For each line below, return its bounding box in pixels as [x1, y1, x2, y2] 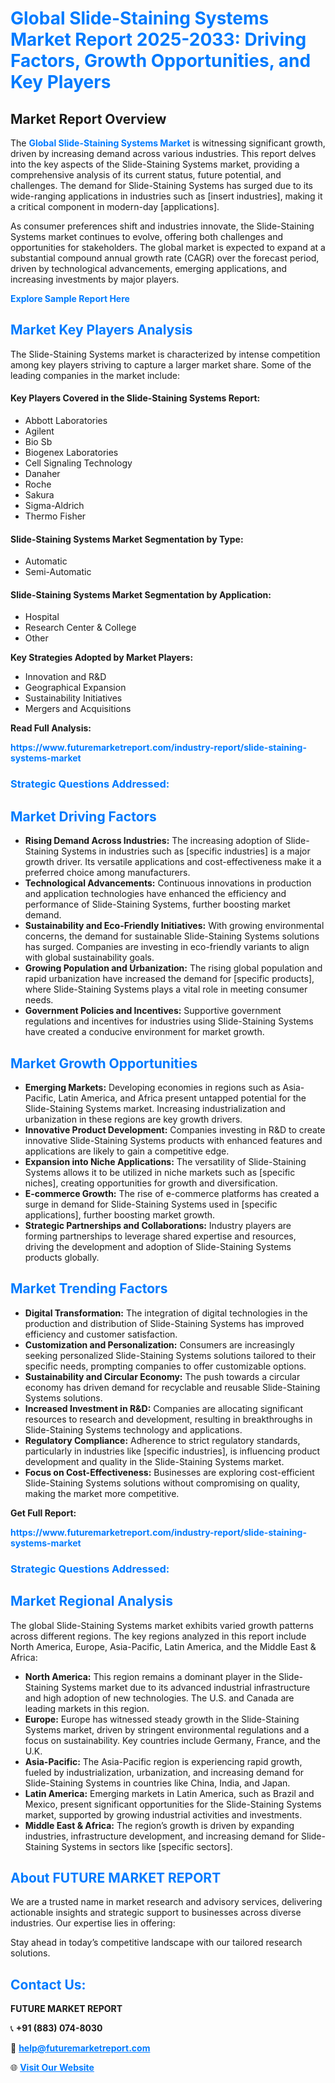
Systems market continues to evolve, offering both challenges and [10, 231, 284, 242]
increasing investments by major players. [10, 273, 180, 285]
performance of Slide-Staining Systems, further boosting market [24, 898, 291, 911]
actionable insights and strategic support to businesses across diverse [10, 1907, 302, 1919]
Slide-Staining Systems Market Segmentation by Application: [10, 588, 272, 601]
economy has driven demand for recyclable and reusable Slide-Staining [24, 1381, 321, 1393]
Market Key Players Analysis [10, 322, 193, 339]
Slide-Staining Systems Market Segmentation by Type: [10, 533, 244, 545]
